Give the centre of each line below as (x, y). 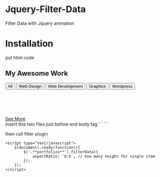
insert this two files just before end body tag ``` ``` (57, 124)
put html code (20, 57)
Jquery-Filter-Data (46, 9)
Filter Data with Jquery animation (40, 23)
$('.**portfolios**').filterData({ (61, 152)
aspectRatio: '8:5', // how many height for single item (94, 156)
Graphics (97, 86)
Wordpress (122, 86)
